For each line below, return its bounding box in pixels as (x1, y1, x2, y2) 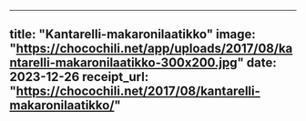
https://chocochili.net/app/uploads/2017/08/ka (15, 41, 293, 56)
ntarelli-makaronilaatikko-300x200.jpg (9, 55, 239, 71)
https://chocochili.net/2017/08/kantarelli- (15, 84, 261, 99)
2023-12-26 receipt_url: (9, 69, 149, 85)
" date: (237, 55, 278, 71)
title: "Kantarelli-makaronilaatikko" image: (9, 26, 257, 42)
